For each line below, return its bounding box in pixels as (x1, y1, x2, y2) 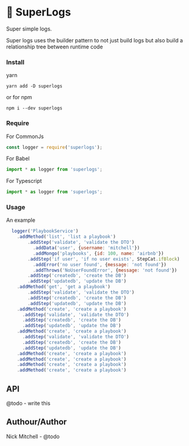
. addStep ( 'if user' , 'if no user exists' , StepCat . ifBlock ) (27, 256, 180, 262)
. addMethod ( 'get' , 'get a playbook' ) (17, 284, 111, 290)
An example (6, 216, 36, 224)
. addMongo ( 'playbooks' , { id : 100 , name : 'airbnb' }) (32, 251, 164, 256)
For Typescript (6, 178, 42, 185)
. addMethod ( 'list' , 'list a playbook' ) (17, 234, 116, 240)
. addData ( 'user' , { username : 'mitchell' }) (32, 245, 140, 251)
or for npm (6, 94, 33, 101)
